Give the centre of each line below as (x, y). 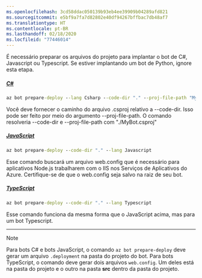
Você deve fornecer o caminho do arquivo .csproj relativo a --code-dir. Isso (100, 109)
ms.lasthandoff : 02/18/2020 (41, 34)
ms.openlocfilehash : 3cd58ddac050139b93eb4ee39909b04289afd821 (87, 12)
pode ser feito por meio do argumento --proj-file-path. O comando (89, 115)
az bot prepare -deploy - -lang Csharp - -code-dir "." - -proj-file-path (96, 98)
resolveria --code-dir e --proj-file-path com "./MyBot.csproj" (82, 122)
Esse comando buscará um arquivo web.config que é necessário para (93, 162)
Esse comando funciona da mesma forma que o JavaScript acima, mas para (101, 214)
